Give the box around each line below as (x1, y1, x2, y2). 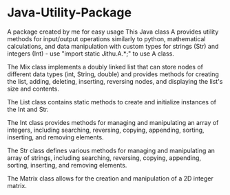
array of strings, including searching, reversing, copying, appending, (7, 153, 202, 162)
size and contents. (7, 84, 60, 93)
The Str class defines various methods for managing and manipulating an (7, 146, 216, 154)
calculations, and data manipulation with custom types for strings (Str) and (7, 42, 219, 50)
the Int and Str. (7, 105, 50, 113)
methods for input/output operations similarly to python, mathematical (7, 34, 206, 43)
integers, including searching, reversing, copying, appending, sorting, (7, 126, 205, 134)
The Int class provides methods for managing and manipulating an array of (7, 118, 219, 126)
